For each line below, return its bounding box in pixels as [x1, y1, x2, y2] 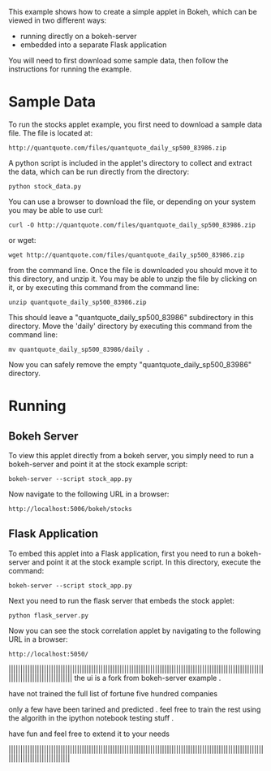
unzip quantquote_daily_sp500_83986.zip [8, 298, 148, 306]
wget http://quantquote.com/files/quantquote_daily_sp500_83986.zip [8, 251, 245, 259]
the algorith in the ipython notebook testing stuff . [8, 713, 174, 722]
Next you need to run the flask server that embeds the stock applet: [8, 596, 235, 605]
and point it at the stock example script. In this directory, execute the [32, 557, 261, 567]
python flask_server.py [8, 611, 89, 620]
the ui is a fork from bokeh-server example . [74, 673, 222, 682]
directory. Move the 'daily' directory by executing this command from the [8, 321, 253, 331]
